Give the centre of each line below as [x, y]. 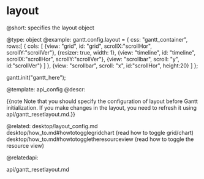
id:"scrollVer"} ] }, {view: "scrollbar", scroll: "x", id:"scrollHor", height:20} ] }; [102, 66]
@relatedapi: [22, 158]
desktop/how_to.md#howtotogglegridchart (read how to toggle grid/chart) [100, 132]
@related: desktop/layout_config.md [52, 126]
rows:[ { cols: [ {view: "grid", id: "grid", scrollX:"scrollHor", [79, 46]
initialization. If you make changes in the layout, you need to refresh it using [102, 107]
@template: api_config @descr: [46, 89]
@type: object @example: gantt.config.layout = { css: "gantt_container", [97, 39]
